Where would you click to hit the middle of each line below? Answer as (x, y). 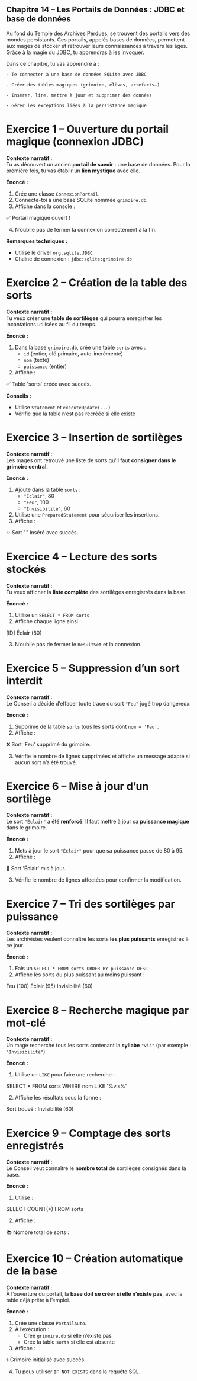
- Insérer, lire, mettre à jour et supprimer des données (79, 95)
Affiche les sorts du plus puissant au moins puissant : (80, 975)
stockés (26, 569)
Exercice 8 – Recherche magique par (98, 1010)
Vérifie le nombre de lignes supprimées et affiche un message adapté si (102, 756)
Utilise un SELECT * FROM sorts (52, 615)
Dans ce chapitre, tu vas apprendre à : (53, 63)
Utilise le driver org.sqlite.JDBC (54, 252)
